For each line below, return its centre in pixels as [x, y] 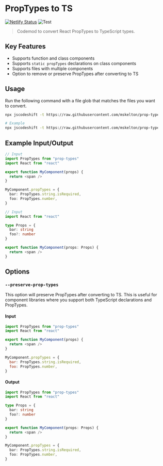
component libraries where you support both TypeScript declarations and [78, 300]
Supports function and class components [53, 58]
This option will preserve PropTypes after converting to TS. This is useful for [81, 295]
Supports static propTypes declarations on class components [74, 63]
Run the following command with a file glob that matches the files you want [80, 100]
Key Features [25, 47]
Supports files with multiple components [52, 68]
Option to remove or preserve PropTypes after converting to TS [75, 74]
